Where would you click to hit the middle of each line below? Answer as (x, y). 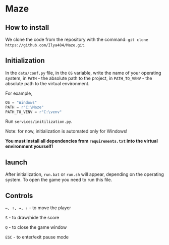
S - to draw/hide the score (32, 218)
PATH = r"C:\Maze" (24, 107)
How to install (27, 27)
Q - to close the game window (36, 227)
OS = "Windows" (21, 102)
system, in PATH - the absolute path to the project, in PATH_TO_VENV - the (79, 78)
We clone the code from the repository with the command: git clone (77, 39)
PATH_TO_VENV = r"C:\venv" (34, 112)
